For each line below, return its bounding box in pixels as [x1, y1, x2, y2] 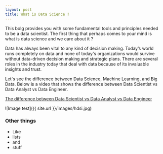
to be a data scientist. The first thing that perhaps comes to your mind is [5, 31, 152, 36]
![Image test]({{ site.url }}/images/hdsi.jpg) [5, 105, 92, 111]
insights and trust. [5, 66, 42, 72]
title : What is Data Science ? [5, 12, 70, 17]
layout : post [5, 7, 32, 12]
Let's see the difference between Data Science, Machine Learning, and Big [5, 76, 158, 82]
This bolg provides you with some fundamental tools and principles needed [5, 25, 159, 31]
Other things [5, 118, 36, 124]
